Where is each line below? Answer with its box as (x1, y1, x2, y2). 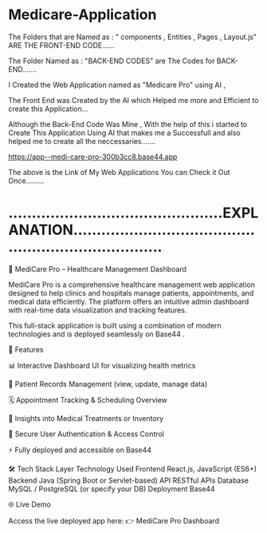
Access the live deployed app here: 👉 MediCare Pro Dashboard (8, 515, 220, 525)
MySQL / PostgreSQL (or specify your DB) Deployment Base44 (8, 483, 215, 493)
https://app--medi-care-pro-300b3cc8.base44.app (8, 152, 178, 161)
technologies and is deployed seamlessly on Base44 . (8, 329, 185, 339)
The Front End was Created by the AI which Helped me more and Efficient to (8, 95, 259, 105)
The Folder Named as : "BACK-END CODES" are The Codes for (8, 56, 215, 66)
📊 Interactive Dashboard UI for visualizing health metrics (8, 360, 196, 370)
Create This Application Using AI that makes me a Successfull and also (8, 128, 241, 137)
